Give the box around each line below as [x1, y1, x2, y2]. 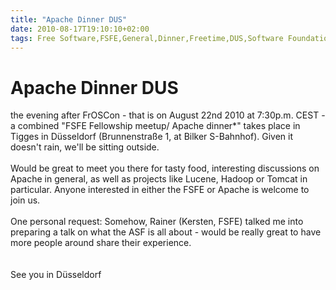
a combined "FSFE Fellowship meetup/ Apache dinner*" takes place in [10, 120, 301, 132]
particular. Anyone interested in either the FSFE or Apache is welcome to [10, 184, 310, 196]
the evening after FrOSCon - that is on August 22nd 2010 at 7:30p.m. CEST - [10, 109, 326, 121]
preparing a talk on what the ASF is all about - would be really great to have [10, 226, 322, 238]
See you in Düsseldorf [10, 269, 102, 281]
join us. [10, 194, 41, 206]
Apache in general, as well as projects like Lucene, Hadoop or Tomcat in [10, 173, 308, 185]
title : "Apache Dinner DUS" [10, 14, 128, 25]
